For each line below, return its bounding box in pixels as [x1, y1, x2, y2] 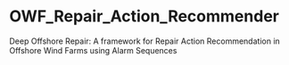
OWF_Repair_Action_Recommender [9, 6, 279, 27]
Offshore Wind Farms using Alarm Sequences [9, 45, 178, 55]
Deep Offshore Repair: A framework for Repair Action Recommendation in [9, 36, 281, 46]
